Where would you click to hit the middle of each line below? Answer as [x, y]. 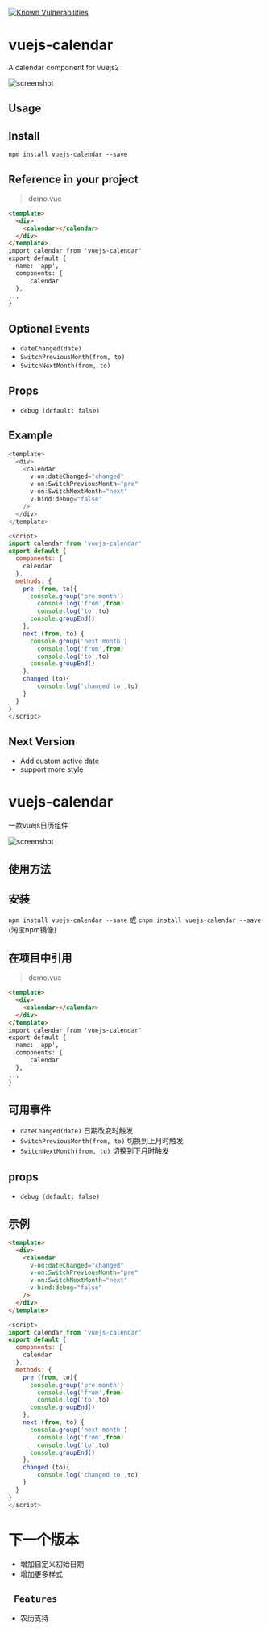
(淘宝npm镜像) [33, 930]
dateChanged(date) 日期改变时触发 [77, 1131]
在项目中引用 [40, 958]
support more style [52, 769]
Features [35, 1599]
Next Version [42, 742]
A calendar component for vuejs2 [64, 67]
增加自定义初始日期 [52, 1564]
